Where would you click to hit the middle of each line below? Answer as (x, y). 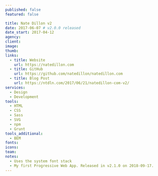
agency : (13, 37)
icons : (12, 147)
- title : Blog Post (30, 79)
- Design (19, 92)
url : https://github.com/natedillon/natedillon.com (68, 74)
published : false (23, 10)
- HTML (16, 106)
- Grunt (18, 129)
